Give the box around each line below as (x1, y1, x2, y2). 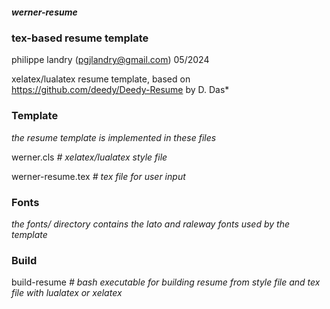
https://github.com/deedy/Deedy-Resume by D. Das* (11, 84, 230, 96)
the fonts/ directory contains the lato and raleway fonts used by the (11, 218, 290, 230)
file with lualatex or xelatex (11, 287, 123, 299)
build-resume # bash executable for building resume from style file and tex (11, 276, 321, 288)
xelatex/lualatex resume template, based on (11, 73, 191, 85)
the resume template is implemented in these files (11, 131, 217, 143)
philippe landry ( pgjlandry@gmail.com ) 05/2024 (11, 54, 210, 66)
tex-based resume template (11, 31, 149, 45)
